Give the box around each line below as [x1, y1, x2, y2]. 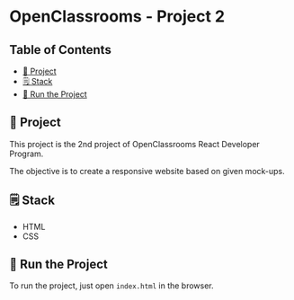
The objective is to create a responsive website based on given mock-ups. [9, 165, 285, 176]
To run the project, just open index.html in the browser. [9, 280, 214, 291]
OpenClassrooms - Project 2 [9, 6, 226, 27]
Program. [9, 148, 44, 159]
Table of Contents [9, 42, 112, 57]
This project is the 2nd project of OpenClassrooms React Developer [9, 138, 261, 149]
